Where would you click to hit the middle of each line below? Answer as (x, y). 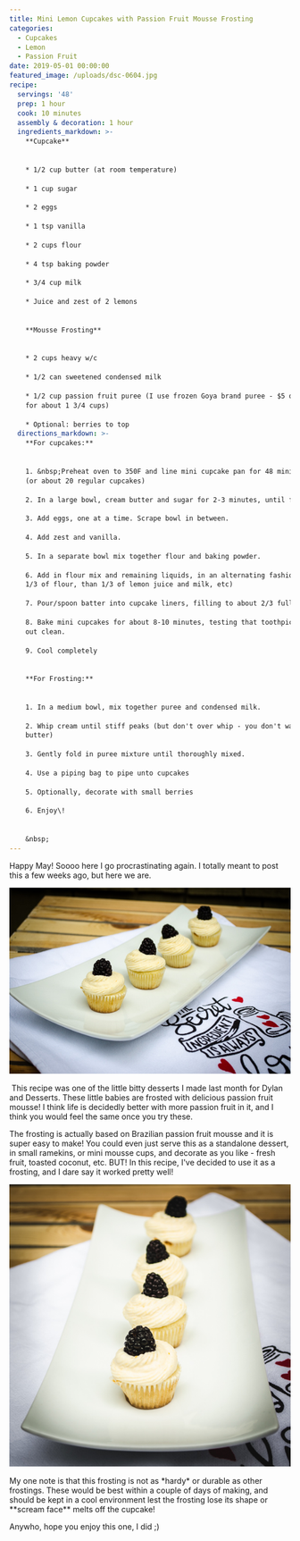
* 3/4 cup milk (54, 283)
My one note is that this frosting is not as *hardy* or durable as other (136, 1481)
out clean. (46, 632)
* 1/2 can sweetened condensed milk (94, 377)
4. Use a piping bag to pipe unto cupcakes (108, 773)
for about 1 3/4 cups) (67, 405)
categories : (31, 28)
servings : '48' (46, 94)
